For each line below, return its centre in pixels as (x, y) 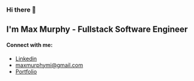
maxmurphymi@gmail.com (49, 65)
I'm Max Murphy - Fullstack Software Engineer (97, 30)
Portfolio (26, 71)
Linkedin (26, 58)
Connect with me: (30, 44)
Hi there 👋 (21, 10)
